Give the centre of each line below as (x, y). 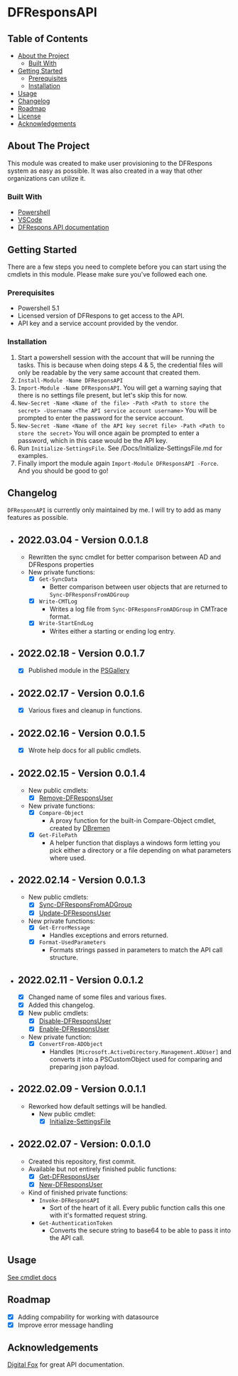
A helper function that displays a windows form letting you (135, 843)
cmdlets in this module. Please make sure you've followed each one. (108, 274)
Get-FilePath (58, 835)
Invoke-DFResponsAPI (69, 1200)
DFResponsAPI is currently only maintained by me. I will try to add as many (114, 510)
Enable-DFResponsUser (74, 1029)
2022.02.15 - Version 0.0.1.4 (82, 773)
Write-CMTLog (58, 602)
